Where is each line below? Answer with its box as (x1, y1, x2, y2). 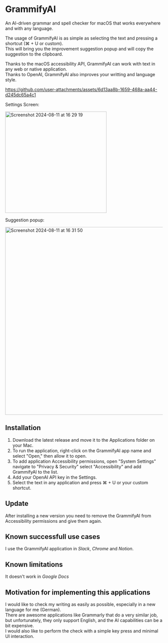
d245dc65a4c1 (5, 92, 36, 98)
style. (5, 77, 16, 83)
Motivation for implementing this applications (5, 588, 150, 596)
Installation (5, 424, 41, 432)
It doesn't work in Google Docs (5, 573, 69, 579)
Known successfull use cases (5, 532, 100, 541)
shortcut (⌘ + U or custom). (5, 40, 63, 46)
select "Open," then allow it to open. (12, 453, 87, 459)
